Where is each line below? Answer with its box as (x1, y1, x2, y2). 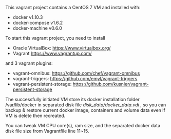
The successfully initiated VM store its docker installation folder (5, 97, 140, 102)
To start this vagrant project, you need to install (5, 35, 105, 41)
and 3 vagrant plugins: (5, 60, 53, 66)
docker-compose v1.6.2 (12, 20, 63, 26)
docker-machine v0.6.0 (12, 25, 63, 31)
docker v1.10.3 (12, 14, 43, 20)
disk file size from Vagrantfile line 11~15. (5, 128, 89, 134)
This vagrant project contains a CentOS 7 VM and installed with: (5, 5, 141, 10)
